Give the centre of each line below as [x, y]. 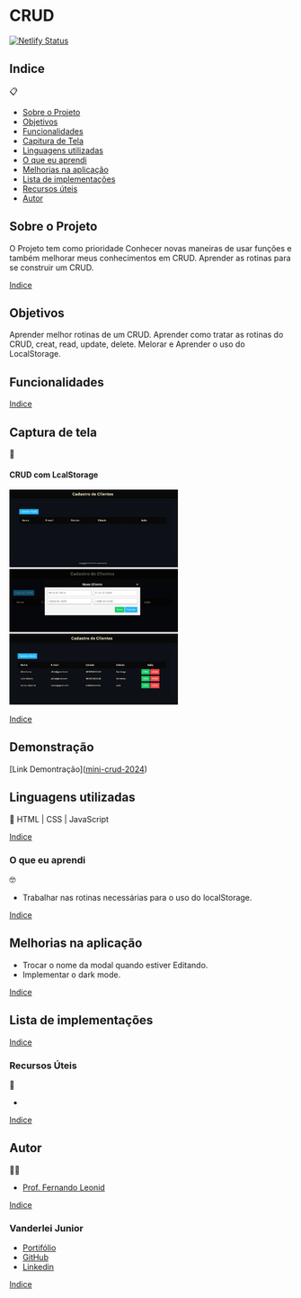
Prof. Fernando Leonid [63, 1187]
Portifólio [39, 1248]
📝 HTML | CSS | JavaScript [59, 819]
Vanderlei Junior [46, 1228]
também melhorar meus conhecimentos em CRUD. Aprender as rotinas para [150, 258]
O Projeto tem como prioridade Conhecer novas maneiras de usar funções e [150, 248]
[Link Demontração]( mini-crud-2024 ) [79, 769]
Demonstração [52, 747]
